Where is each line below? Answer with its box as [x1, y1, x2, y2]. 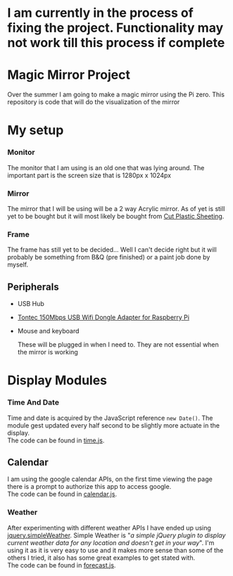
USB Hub [17, 300, 44, 308]
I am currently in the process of [7, 5, 194, 21]
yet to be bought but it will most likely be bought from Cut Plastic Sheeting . [7, 212, 225, 220]
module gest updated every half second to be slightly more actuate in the [7, 421, 220, 430]
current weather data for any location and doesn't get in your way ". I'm [7, 538, 215, 546]
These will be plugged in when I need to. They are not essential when [17, 340, 220, 349]
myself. [7, 260, 29, 269]
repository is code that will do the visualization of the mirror [7, 98, 180, 106]
